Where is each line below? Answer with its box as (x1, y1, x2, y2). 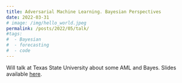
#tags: (6, 31, 23, 37)
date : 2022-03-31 (6, 14, 50, 20)
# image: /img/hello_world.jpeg (6, 20, 87, 26)
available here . (6, 70, 42, 78)
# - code (6, 48, 31, 54)
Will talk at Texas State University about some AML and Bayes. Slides (6, 64, 177, 71)
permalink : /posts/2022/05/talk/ (6, 25, 90, 32)
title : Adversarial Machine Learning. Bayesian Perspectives (6, 8, 162, 15)
